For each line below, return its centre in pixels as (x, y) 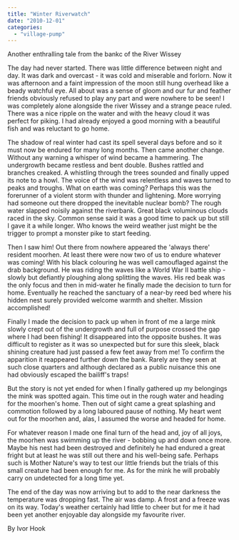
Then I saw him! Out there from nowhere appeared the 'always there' (109, 248)
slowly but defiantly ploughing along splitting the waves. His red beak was (116, 277)
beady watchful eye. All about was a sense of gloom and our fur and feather (119, 91)
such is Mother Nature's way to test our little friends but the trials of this (113, 463)
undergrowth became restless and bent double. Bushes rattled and (106, 165)
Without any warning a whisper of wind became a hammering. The (105, 158)
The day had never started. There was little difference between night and (115, 68)
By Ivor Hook (26, 529)
